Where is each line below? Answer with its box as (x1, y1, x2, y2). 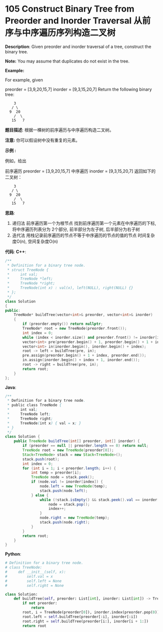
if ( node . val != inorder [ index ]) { (31, 479, 103, 484)
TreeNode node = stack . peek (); (31, 475, 95, 480)
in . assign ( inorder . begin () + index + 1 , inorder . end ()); (22, 358, 140, 363)
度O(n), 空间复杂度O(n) (12, 238, 58, 244)
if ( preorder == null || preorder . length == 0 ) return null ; (22, 443, 149, 448)
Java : (5, 384, 16, 390)
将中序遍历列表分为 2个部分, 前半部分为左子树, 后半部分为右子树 (12, 226, 140, 232)
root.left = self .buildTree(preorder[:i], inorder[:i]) (22, 614, 138, 619)
